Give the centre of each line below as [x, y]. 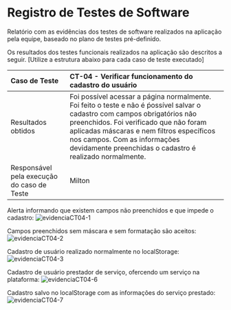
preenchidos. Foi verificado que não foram [138, 122]
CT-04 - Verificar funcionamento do [131, 76]
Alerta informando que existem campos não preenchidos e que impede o [111, 210]
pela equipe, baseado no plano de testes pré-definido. [84, 38]
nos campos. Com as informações [125, 139]
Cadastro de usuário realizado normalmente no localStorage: [93, 251]
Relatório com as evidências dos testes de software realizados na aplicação [114, 32]
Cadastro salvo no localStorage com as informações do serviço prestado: [111, 292]
